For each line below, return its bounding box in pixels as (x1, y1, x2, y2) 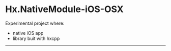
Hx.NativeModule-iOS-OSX (5, 4, 124, 15)
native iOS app (12, 30, 44, 36)
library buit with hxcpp (12, 35, 60, 41)
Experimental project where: (5, 20, 65, 26)
